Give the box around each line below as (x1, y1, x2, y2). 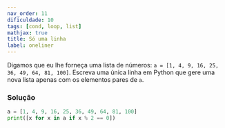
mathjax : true (7, 29, 48, 36)
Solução (7, 92, 36, 102)
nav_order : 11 (7, 10, 48, 17)
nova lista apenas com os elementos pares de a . (7, 76, 144, 83)
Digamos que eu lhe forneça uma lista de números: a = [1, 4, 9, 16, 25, (7, 61, 219, 69)
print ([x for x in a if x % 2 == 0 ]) (7, 115, 116, 122)
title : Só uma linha (7, 36, 67, 43)
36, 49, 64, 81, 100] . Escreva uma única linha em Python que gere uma (7, 68, 215, 76)
